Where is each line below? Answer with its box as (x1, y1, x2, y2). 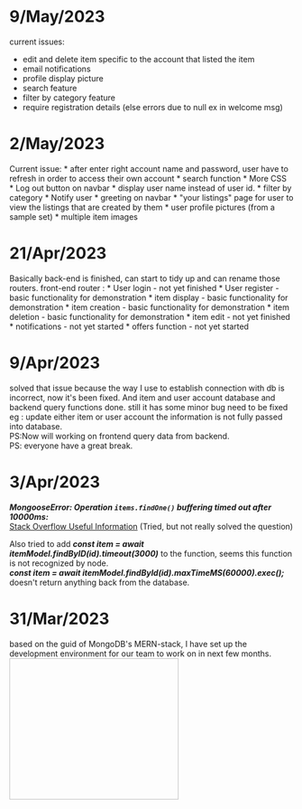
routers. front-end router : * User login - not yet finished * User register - (9, 282, 279, 293)
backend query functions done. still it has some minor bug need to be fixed (9, 401, 288, 412)
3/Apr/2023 (9, 472, 101, 492)
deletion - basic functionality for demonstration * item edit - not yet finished (9, 311, 291, 322)
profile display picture (22, 72, 104, 83)
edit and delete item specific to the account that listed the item (22, 53, 255, 64)
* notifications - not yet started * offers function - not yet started (9, 321, 250, 332)
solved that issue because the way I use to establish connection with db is (9, 382, 286, 393)
